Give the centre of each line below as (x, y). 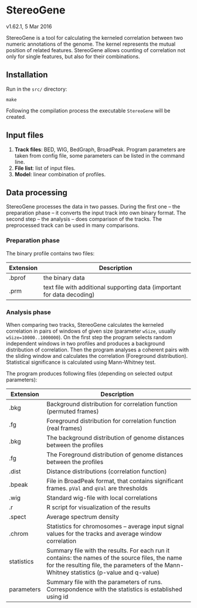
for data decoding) (69, 295)
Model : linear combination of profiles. (60, 174)
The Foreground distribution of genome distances (115, 455)
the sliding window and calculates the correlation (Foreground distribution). (97, 356)
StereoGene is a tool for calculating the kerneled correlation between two (95, 37)
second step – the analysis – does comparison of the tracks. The (84, 219)
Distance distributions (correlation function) (107, 471)
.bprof (18, 278)
